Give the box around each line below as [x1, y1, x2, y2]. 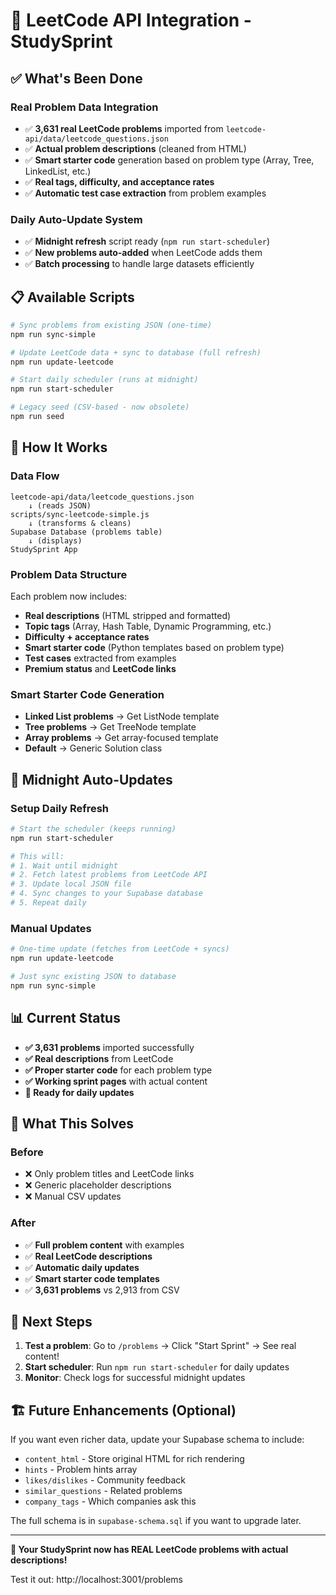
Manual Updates [10, 921, 92, 935]
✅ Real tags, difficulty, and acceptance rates [24, 175, 215, 188]
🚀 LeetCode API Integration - [10, 9, 252, 32]
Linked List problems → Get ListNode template [24, 710, 220, 723]
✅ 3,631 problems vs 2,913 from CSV [24, 1284, 180, 1296]
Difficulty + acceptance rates [24, 630, 150, 643]
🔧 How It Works [10, 439, 108, 456]
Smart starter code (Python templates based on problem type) [24, 641, 285, 653]
